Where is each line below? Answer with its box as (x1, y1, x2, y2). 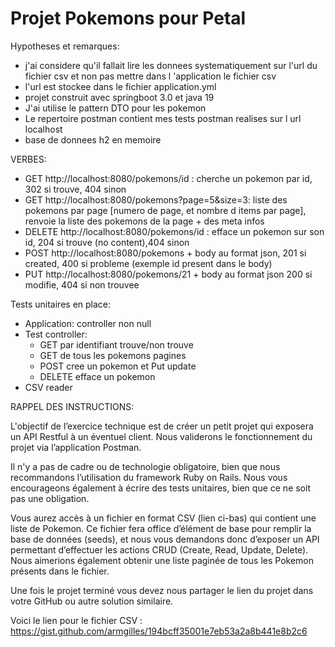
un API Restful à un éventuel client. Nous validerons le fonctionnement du (10, 430, 313, 442)
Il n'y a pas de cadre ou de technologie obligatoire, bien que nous (10, 460, 281, 472)
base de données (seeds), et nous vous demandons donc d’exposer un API (10, 533, 320, 545)
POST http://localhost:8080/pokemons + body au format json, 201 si (24, 247, 307, 259)
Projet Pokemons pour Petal (10, 7, 247, 30)
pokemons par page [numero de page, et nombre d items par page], (24, 204, 307, 216)
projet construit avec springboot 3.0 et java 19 (24, 91, 215, 103)
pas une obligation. (10, 492, 90, 504)
